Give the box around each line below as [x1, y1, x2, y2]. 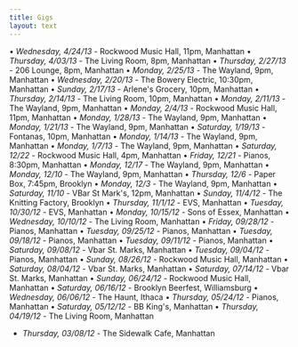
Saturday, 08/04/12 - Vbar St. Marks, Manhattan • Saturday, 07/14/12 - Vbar [9, 263, 289, 274]
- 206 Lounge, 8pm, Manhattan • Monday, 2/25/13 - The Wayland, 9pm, [9, 64, 274, 76]
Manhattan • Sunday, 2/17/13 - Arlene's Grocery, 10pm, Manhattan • [9, 84, 260, 94]
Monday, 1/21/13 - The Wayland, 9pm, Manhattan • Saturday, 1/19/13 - [9, 121, 266, 132]
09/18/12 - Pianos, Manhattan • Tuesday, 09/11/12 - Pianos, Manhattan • [9, 235, 274, 246]
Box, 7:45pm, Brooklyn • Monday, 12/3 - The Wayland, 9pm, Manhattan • [9, 178, 278, 189]
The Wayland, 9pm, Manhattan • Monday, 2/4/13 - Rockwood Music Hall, [9, 102, 278, 113]
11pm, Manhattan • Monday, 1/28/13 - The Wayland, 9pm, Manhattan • [9, 112, 268, 123]
